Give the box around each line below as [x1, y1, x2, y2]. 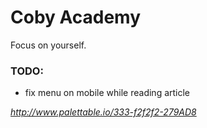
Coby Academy [10, 6, 142, 29]
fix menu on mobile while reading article [24, 87, 191, 99]
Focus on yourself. [10, 39, 87, 51]
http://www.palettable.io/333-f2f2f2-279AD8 [10, 106, 197, 118]
